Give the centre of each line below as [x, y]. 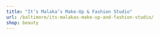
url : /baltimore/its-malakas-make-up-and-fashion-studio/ [80, 17]
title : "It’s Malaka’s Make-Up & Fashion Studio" [70, 12]
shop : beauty [22, 23]
